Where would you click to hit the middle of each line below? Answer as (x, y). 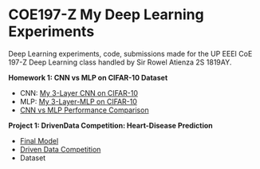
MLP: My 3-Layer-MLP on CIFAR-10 (79, 101)
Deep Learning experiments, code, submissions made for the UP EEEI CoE (130, 53)
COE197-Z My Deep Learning (106, 15)
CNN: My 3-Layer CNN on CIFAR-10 (79, 92)
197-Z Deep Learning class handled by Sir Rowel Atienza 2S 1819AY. (120, 62)
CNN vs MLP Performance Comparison (84, 110)
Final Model (39, 140)
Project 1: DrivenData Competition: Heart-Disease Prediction (110, 125)
